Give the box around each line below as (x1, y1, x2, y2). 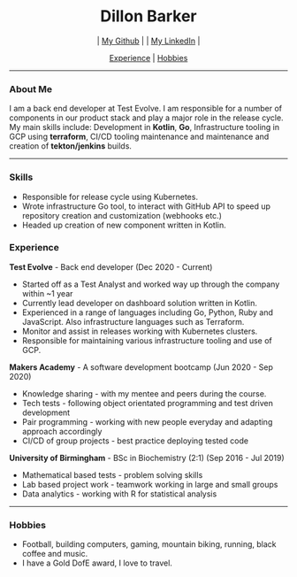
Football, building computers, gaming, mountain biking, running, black (21, 539, 277, 550)
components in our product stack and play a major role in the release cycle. (9, 112, 285, 123)
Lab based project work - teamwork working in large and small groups (21, 479, 278, 489)
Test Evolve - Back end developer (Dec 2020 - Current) (9, 261, 213, 272)
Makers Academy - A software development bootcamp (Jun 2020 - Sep (9, 361, 274, 373)
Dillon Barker (100, 6, 197, 27)
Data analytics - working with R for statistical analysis (21, 489, 217, 499)
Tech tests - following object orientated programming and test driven (21, 397, 274, 408)
